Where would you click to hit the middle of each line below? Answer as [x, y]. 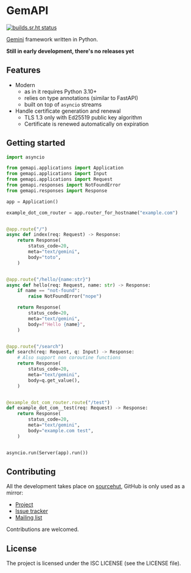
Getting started [36, 143]
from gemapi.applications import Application [65, 168]
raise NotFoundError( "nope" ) [65, 296]
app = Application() [33, 202]
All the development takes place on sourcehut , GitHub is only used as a [96, 486]
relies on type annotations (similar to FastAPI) [81, 98]
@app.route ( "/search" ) [35, 346]
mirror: [15, 493]
